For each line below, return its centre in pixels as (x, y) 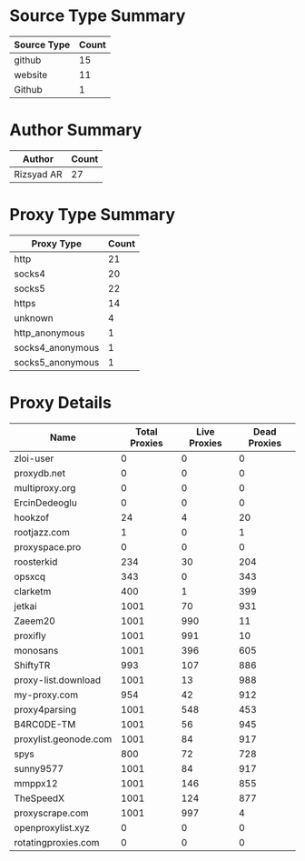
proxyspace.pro (48, 546)
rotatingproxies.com (57, 842)
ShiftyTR (32, 665)
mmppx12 (36, 783)
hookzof (32, 517)
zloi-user (34, 458)
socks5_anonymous (57, 362)
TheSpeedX (39, 798)
